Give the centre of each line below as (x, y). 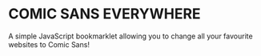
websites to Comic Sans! (49, 44)
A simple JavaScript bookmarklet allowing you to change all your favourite (131, 36)
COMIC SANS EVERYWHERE (105, 14)
